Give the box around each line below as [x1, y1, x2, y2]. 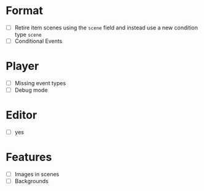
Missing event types [14, 80, 66, 86]
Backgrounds [14, 178, 49, 185]
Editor [6, 108, 37, 122]
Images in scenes [14, 171, 60, 178]
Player [6, 59, 39, 73]
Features [6, 151, 52, 164]
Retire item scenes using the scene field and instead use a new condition [14, 24, 198, 31]
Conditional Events [14, 37, 63, 45]
